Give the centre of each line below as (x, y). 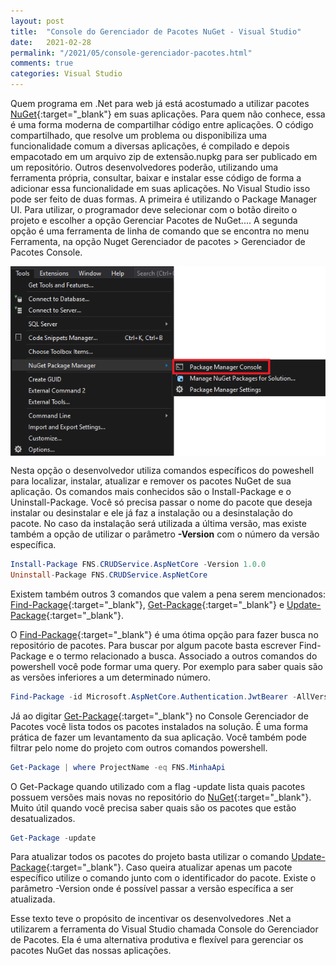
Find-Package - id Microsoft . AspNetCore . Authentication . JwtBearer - (154, 696)
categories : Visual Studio (66, 74)
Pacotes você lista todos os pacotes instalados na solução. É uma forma (159, 726)
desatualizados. (43, 818)
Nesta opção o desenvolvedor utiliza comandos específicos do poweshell (162, 471)
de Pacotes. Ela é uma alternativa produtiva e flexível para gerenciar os (157, 940)
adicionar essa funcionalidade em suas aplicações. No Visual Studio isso (160, 188)
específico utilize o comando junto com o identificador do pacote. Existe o (163, 878)
